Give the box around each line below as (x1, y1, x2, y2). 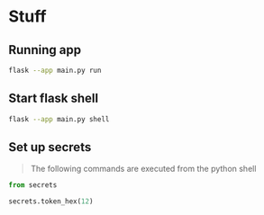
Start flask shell (8, 91, 99, 106)
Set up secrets (8, 139, 92, 155)
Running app (8, 42, 82, 58)
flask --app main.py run (8, 66, 102, 75)
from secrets (8, 181, 58, 190)
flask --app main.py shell (8, 114, 110, 123)
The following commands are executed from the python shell (30, 164, 257, 175)
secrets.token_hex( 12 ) (8, 197, 94, 206)
